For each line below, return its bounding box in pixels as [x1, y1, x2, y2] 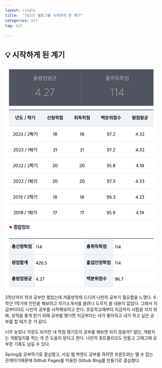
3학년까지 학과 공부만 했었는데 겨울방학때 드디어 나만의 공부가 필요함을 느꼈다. [5, 294, 152, 301]
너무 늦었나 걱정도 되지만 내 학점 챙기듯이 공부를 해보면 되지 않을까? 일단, [5, 329, 143, 335]
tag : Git [5, 23, 23, 28]
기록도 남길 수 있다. [14, 341, 50, 347]
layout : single [5, 8, 36, 13]
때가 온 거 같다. [19, 318, 47, 325]
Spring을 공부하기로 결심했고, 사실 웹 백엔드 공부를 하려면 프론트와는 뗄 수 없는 [5, 351, 153, 357]
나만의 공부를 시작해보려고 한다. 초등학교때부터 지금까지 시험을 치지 [26, 306, 152, 313]
